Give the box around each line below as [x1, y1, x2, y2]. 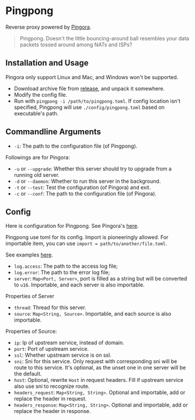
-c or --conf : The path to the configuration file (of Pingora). [13, 190, 157, 197]
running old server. [13, 171, 60, 178]
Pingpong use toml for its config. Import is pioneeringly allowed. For [5, 234, 169, 241]
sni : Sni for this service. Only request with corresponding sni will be [13, 358, 177, 365]
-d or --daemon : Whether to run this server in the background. [13, 177, 161, 185]
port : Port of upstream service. [13, 346, 89, 353]
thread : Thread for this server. [13, 304, 86, 311]
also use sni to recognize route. [13, 383, 90, 390]
